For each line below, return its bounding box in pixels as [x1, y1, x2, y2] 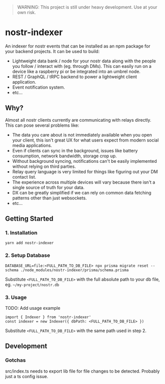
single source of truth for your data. [12, 184, 85, 190]
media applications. [12, 142, 52, 148]
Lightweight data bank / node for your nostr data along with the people [12, 58, 156, 64]
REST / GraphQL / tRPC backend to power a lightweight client [12, 74, 137, 80]
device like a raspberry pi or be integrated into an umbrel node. [12, 68, 141, 74]
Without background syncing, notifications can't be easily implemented [12, 158, 157, 164]
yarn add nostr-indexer [5, 240, 54, 245]
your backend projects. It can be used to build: [5, 48, 100, 54]
